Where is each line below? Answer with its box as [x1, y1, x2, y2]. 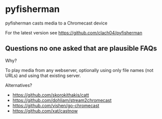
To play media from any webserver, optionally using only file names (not [5, 67, 153, 73]
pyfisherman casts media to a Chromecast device [5, 20, 107, 26]
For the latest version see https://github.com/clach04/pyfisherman [5, 29, 142, 35]
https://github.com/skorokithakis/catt [12, 91, 89, 98]
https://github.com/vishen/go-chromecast [12, 102, 99, 108]
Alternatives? [5, 82, 32, 88]
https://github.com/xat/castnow [12, 107, 78, 113]
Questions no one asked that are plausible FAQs [5, 44, 157, 53]
